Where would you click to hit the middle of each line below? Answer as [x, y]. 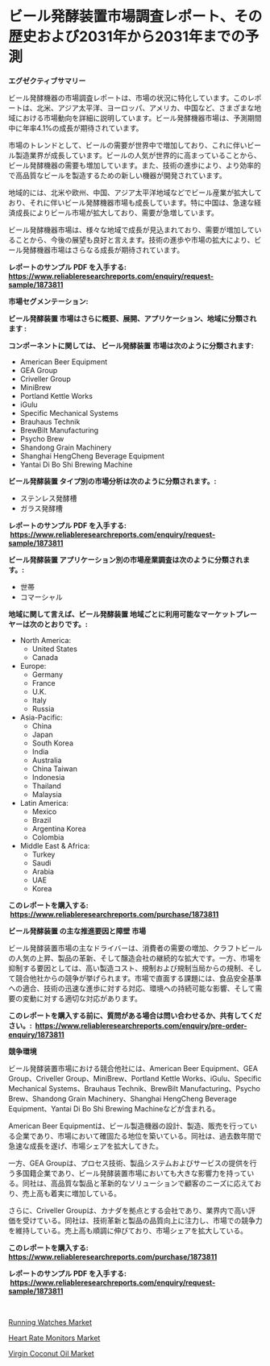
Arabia [43, 871]
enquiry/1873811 [36, 1034]
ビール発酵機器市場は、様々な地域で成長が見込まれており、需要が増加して [132, 230]
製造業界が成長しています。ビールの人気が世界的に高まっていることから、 [138, 155]
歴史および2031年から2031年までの [127, 37]
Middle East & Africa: [55, 845]
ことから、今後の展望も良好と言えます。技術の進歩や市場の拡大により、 [135, 239]
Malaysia [47, 794]
